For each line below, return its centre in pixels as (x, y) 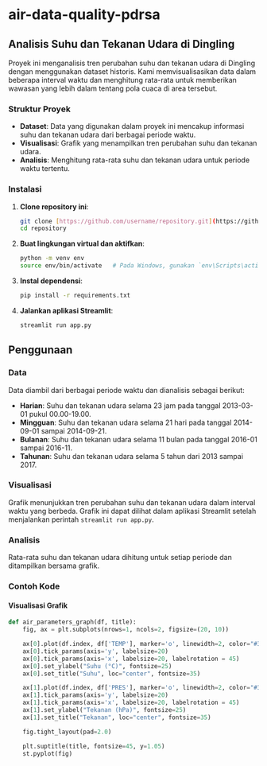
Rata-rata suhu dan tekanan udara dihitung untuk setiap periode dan (120, 558)
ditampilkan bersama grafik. (54, 566)
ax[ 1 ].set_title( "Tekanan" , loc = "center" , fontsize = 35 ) (117, 717)
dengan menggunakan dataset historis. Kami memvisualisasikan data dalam (132, 72)
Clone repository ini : (54, 206)
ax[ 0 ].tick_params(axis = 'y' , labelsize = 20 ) (96, 651)
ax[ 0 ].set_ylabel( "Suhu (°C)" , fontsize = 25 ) (97, 666)
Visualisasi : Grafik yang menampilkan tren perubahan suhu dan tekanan (138, 143)
